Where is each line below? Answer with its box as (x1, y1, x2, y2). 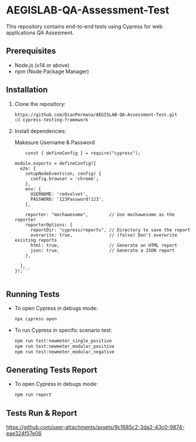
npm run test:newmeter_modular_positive (14, 343, 115, 349)
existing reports (14, 238, 57, 244)
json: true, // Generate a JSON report (30, 248, 175, 253)
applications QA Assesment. (6, 29, 74, 36)
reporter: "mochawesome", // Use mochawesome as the (25, 212, 175, 218)
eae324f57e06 (6, 430, 42, 437)
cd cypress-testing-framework (14, 117, 89, 123)
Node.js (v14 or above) (14, 61, 70, 68)
